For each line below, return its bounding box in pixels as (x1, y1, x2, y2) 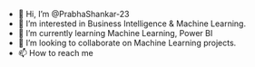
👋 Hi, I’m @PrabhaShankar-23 (17, 9, 130, 19)
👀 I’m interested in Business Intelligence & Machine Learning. (17, 18, 247, 29)
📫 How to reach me (17, 48, 93, 58)
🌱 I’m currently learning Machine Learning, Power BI (17, 28, 213, 38)
